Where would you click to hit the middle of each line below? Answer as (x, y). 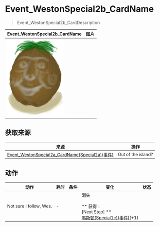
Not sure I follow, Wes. (29, 206)
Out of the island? (135, 155)
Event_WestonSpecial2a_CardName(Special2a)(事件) (60, 155)
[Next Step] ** (97, 212)
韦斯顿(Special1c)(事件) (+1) (110, 217)
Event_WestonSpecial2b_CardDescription (58, 23)
